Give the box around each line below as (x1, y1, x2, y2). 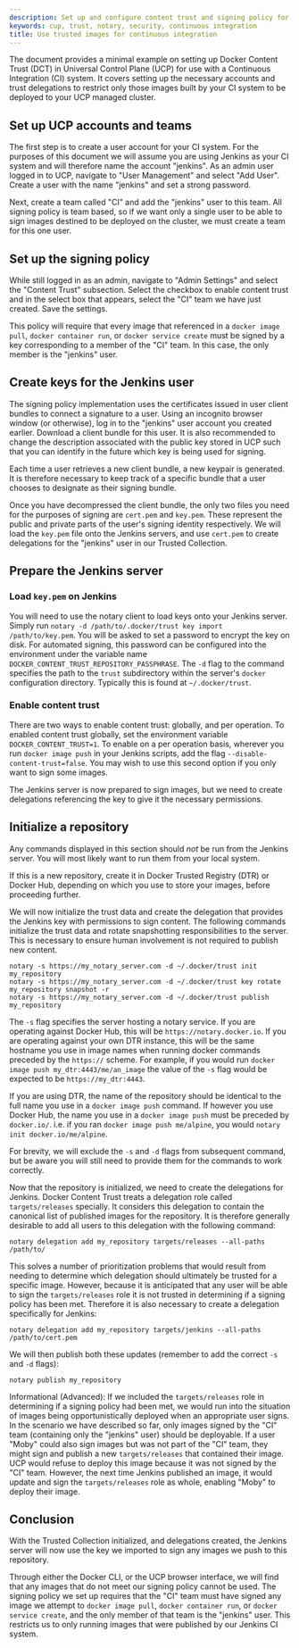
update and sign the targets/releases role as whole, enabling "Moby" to (9, 1477, 276, 1487)
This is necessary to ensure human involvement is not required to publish (9, 935, 278, 945)
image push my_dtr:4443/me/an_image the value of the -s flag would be (9, 1063, 268, 1074)
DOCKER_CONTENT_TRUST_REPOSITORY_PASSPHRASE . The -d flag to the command (9, 658, 285, 669)
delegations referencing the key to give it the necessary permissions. (9, 794, 263, 804)
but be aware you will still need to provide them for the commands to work (9, 1155, 283, 1166)
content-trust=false (9, 759, 87, 768)
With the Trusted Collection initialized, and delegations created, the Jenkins (9, 1536, 287, 1546)
